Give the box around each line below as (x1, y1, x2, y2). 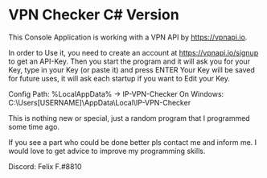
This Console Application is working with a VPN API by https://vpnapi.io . (8, 32, 248, 42)
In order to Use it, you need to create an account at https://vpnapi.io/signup (8, 48, 259, 57)
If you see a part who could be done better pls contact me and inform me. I (8, 137, 257, 147)
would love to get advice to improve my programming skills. (8, 146, 206, 155)
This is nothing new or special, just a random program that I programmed (8, 113, 251, 122)
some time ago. (8, 122, 60, 131)
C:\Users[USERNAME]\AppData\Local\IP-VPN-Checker (8, 97, 191, 107)
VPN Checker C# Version (8, 6, 179, 24)
